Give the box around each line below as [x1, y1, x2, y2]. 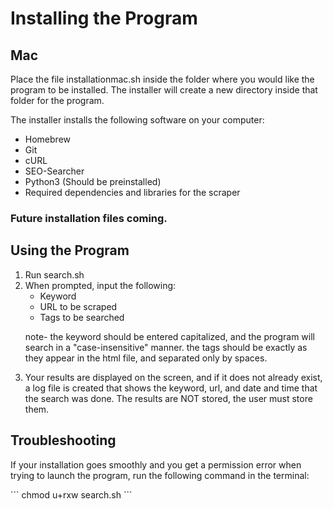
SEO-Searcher [24, 165, 85, 177]
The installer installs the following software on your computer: [10, 114, 265, 126]
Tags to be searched [39, 311, 125, 323]
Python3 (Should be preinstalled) [24, 176, 162, 187]
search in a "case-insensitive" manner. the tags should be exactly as [24, 341, 308, 353]
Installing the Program [10, 7, 198, 30]
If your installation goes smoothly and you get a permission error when [10, 458, 302, 471]
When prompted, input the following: [24, 279, 177, 291]
